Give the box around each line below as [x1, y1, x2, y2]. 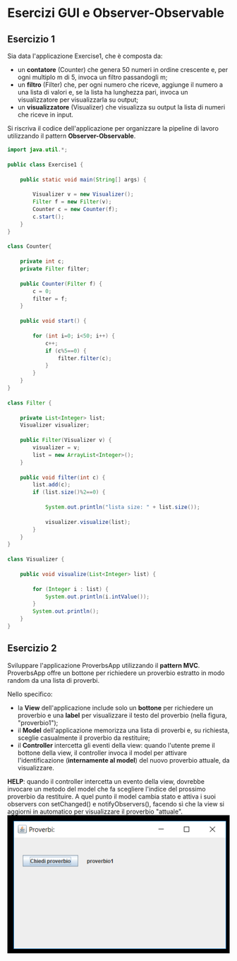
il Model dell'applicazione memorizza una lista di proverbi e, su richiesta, [17, 726, 230, 734]
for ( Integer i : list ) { [32, 585, 109, 592]
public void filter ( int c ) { [20, 474, 106, 481]
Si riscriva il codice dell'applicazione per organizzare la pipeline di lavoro [7, 124, 219, 132]
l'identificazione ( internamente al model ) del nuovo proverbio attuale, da [17, 756, 230, 764]
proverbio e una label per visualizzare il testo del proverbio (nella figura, [17, 711, 227, 720]
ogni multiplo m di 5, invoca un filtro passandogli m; [17, 73, 168, 81]
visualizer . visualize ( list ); [44, 518, 131, 525]
